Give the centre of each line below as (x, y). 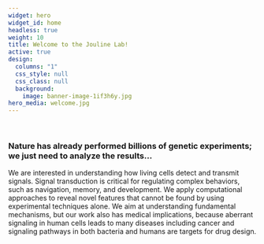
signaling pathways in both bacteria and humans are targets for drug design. (132, 231)
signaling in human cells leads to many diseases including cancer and (121, 223)
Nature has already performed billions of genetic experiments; (130, 146)
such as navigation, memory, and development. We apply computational (125, 190)
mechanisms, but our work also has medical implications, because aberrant (131, 215)
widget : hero (30, 15)
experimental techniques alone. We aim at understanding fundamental (122, 206)
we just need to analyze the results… (80, 156)
